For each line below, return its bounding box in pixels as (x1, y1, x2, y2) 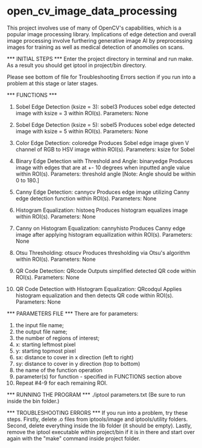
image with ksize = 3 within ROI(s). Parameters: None (15, 109, 148, 117)
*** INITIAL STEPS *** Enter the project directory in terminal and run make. (7, 55, 194, 62)
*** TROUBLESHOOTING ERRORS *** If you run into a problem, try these (7, 409, 188, 416)
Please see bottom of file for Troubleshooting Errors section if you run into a (7, 73, 196, 80)
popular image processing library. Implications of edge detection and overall (7, 30, 197, 37)
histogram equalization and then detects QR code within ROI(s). (15, 292, 174, 299)
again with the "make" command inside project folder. (7, 435, 140, 442)
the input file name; (15, 321, 64, 328)
